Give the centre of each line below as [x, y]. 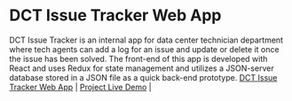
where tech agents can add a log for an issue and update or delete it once [144, 49]
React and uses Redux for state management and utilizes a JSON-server [142, 68]
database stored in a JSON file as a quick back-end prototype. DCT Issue [143, 77]
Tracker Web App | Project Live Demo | [81, 87]
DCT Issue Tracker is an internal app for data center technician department [146, 40]
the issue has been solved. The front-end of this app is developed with [138, 58]
